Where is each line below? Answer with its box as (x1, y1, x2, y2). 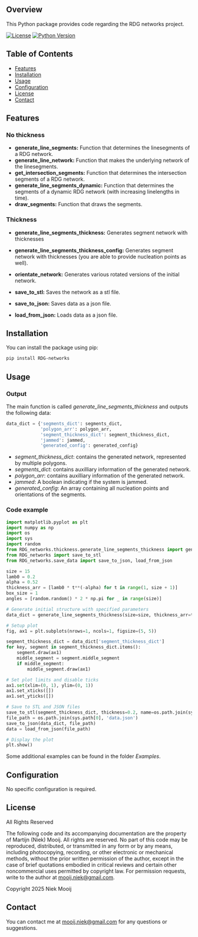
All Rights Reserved (6, 818, 54, 825)
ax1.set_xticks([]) (6, 688, 54, 694)
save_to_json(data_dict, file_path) (6, 720, 96, 726)
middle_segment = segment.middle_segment (16, 655, 120, 661)
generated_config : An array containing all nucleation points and (14, 484, 169, 492)
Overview (6, 5, 43, 15)
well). (14, 259, 28, 266)
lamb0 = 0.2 (6, 574, 35, 580)
